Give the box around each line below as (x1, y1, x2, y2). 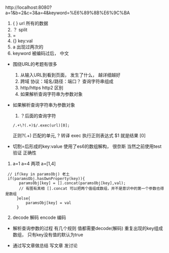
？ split (12, 27, 28, 33)
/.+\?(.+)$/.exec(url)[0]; (12, 123, 70, 128)
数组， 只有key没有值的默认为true (12, 232, 84, 238)
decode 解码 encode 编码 (12, 214, 66, 220)
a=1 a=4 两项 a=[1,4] (12, 161, 56, 166)
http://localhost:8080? (5, 5, 52, 10)
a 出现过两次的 (12, 44, 44, 50)
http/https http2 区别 (20, 85, 63, 91)
